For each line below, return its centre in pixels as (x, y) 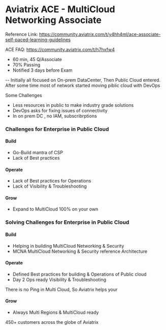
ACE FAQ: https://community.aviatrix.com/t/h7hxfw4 (60, 49)
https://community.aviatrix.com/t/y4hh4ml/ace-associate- (100, 34)
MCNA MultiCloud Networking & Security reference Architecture (80, 251)
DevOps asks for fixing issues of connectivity (60, 110)
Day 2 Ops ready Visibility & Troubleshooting (59, 279)
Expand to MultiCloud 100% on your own (55, 209)
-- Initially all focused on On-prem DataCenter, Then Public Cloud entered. (83, 80)
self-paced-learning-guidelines (38, 40)
